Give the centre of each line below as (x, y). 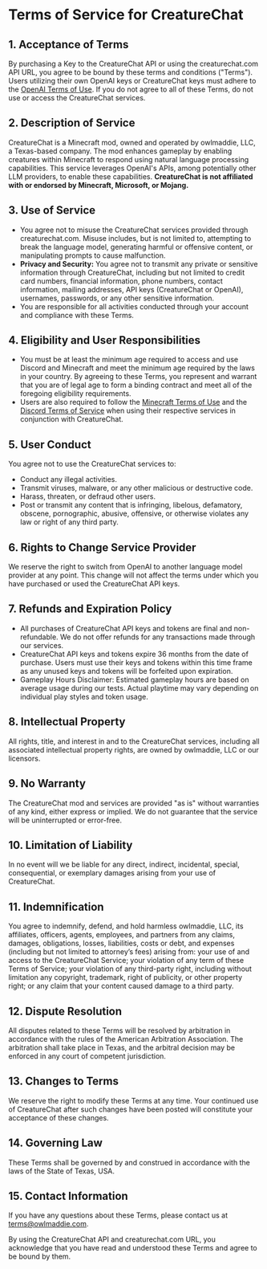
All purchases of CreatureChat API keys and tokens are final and (126, 628)
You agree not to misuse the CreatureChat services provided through (134, 230)
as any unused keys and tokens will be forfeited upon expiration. (126, 671)
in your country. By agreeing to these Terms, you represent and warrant (138, 377)
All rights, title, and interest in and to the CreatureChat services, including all (134, 741)
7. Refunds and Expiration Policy (90, 609)
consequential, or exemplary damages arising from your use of (112, 873)
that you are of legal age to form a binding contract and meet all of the (136, 385)
